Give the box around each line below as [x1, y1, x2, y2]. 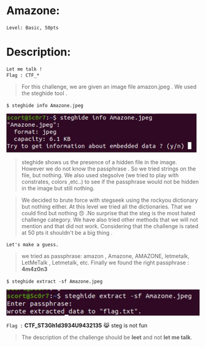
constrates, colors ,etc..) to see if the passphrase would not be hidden [21, 178, 199, 185]
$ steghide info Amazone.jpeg [6, 102, 84, 109]
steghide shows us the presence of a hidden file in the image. [21, 158, 177, 166]
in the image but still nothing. [21, 185, 95, 192]
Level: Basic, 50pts [6, 25, 59, 31]
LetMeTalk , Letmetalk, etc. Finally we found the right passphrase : [21, 259, 189, 266]
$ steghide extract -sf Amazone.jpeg [6, 278, 103, 284]
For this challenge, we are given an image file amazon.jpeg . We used [21, 83, 197, 90]
